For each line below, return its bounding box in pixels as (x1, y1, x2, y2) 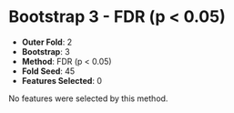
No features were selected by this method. (8, 93, 168, 104)
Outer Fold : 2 (21, 36, 73, 47)
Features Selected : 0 (21, 75, 102, 86)
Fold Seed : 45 (21, 66, 76, 77)
